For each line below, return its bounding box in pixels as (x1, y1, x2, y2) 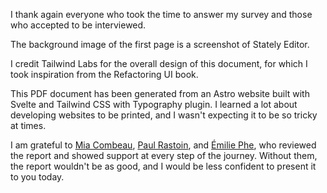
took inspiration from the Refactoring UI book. (10, 69, 199, 80)
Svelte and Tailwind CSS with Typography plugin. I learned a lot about (10, 99, 298, 110)
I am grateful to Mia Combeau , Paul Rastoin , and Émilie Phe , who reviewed (10, 139, 317, 151)
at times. (10, 120, 47, 131)
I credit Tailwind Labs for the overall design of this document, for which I (10, 58, 308, 69)
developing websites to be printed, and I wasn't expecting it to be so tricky (10, 109, 318, 121)
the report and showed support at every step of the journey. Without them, (10, 150, 318, 161)
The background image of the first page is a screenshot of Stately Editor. (10, 39, 310, 50)
